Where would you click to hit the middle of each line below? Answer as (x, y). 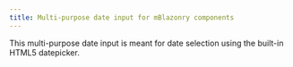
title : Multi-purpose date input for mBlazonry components (122, 17)
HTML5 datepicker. (45, 52)
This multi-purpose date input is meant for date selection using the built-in (146, 43)
